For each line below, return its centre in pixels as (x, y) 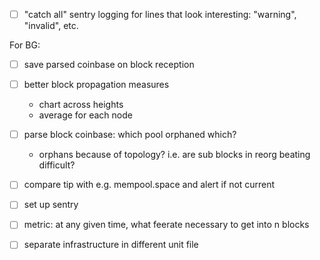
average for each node (85, 115)
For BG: (25, 45)
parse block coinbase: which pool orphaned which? (130, 135)
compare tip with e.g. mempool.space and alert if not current (149, 185)
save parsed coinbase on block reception (109, 65)
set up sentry (51, 205)
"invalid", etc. (51, 26)
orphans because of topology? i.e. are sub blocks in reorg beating (174, 155)
